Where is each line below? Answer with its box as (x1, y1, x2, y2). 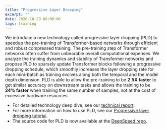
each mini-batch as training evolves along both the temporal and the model (5, 71, 159, 77)
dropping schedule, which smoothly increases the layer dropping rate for (5, 66, 154, 72)
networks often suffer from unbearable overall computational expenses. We (5, 51, 160, 57)
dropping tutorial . (12, 113, 48, 119)
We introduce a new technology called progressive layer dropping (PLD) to (5, 35, 158, 41)
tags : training (5, 21, 37, 26)
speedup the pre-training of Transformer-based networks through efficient (5, 40, 158, 46)
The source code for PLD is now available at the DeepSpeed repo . (12, 118, 148, 124)
